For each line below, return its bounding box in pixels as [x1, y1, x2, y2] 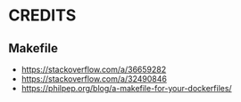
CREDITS [8, 5, 77, 26]
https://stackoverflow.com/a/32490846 [21, 74, 167, 84]
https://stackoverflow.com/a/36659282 [21, 64, 167, 75]
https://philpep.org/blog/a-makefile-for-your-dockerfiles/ [21, 83, 233, 93]
